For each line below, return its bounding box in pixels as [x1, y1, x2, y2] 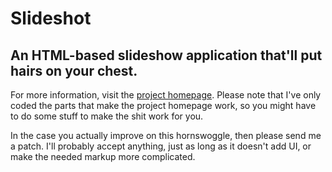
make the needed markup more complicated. [10, 151, 196, 162]
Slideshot [10, 7, 92, 30]
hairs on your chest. [10, 62, 138, 79]
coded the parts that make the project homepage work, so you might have [10, 100, 317, 111]
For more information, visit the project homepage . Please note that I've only [10, 89, 322, 101]
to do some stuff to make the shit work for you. [10, 110, 204, 122]
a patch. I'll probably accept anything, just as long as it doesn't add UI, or [10, 140, 312, 152]
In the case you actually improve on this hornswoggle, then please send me [10, 130, 322, 141]
